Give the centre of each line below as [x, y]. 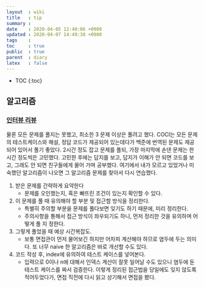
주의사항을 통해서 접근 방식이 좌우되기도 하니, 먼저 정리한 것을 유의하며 [108, 216]
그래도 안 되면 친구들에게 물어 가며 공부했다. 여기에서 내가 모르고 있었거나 [101, 165]
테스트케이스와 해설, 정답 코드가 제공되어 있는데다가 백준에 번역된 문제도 [98, 142]
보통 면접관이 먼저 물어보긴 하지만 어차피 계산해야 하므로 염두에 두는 [105, 239]
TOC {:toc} [29, 81]
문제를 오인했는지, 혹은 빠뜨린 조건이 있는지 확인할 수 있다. [93, 194]
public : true [26, 52]
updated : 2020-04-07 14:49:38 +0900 [54, 35]
